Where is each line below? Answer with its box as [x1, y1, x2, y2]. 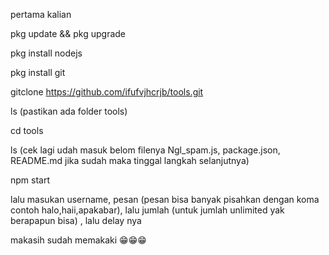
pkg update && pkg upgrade [10, 28, 127, 39]
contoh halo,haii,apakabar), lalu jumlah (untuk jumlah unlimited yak [10, 204, 285, 216]
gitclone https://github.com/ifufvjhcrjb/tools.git [10, 86, 204, 98]
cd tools [10, 125, 44, 136]
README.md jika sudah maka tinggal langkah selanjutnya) [10, 155, 250, 166]
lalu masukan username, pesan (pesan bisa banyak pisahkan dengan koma [10, 194, 320, 205]
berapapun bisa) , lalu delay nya [10, 215, 142, 226]
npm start [10, 174, 51, 186]
